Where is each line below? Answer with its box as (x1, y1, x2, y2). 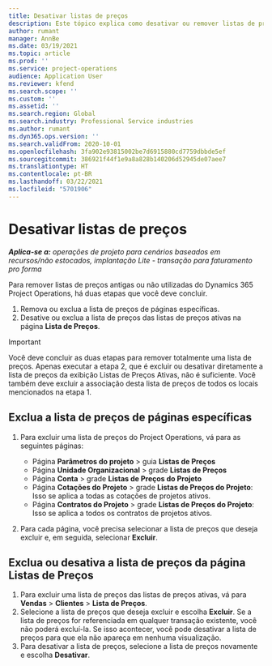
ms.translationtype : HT (8, 163, 89, 171)
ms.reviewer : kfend (8, 79, 74, 88)
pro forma (8, 264, 42, 274)
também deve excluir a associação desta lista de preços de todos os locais (8, 378, 259, 388)
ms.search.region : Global (8, 110, 96, 118)
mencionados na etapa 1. (8, 386, 91, 397)
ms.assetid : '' (8, 102, 60, 110)
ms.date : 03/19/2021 (8, 42, 79, 50)
